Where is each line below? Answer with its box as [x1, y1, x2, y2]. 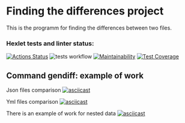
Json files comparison [6, 86, 61, 94]
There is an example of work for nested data [6, 110, 116, 117]
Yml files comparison [6, 98, 59, 106]
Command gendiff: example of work [6, 71, 144, 81]
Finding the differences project [6, 4, 164, 18]
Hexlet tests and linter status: [6, 39, 94, 48]
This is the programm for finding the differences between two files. [6, 24, 172, 31]
